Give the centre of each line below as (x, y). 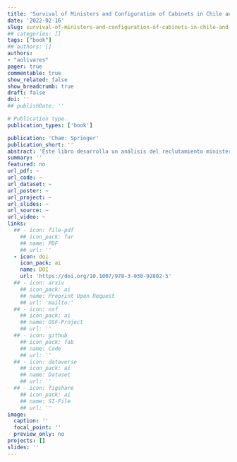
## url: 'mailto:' (47, 302)
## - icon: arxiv (39, 283)
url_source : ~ (28, 210)
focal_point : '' (37, 428)
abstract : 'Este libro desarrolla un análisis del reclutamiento (105, 151)
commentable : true (34, 73)
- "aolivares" (28, 60)
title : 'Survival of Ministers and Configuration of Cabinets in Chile (115, 14)
